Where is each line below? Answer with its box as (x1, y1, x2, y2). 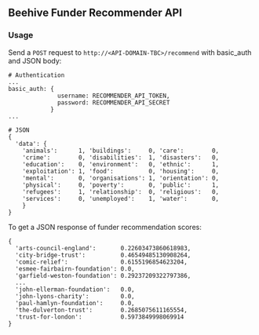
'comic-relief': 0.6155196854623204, (15, 258, 188, 266)
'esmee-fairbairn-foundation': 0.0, (15, 264, 135, 273)
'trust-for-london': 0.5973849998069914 (15, 313, 184, 321)
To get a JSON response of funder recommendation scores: (8, 222, 202, 231)
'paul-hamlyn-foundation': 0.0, (15, 299, 135, 307)
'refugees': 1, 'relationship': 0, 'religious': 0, (22, 188, 220, 195)
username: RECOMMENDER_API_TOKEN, (57, 92, 170, 100)
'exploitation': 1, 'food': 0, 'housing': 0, (22, 167, 220, 175)
